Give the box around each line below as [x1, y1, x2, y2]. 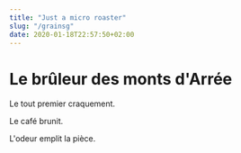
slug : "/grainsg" [9, 22, 75, 31]
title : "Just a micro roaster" [9, 13, 127, 22]
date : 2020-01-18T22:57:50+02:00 [9, 30, 135, 39]
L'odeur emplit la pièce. [9, 133, 96, 144]
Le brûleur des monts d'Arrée [9, 68, 233, 89]
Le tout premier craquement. [9, 98, 115, 109]
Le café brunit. [9, 116, 64, 127]
